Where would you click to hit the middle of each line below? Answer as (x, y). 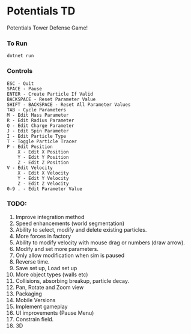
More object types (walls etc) (52, 274)
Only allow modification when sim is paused (70, 255)
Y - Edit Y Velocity (43, 178)
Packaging (29, 294)
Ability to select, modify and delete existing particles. (81, 229)
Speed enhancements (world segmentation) (70, 223)
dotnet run (20, 56)
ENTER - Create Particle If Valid (50, 94)
